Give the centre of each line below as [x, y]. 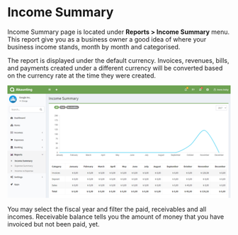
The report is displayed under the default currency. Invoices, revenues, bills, [118, 60]
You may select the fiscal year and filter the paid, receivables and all [107, 209]
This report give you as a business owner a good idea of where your [107, 39]
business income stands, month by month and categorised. [94, 47]
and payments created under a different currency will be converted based [115, 68]
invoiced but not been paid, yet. [54, 224]
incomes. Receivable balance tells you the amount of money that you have [116, 217]
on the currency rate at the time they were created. [82, 76]
